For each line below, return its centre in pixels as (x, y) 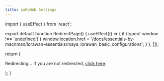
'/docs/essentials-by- (113, 39)
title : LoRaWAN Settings (31, 10)
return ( (13, 54)
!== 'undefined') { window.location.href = (47, 39)
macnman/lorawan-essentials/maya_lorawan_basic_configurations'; (75, 44)
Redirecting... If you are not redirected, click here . (56, 63)
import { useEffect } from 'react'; (39, 24)
